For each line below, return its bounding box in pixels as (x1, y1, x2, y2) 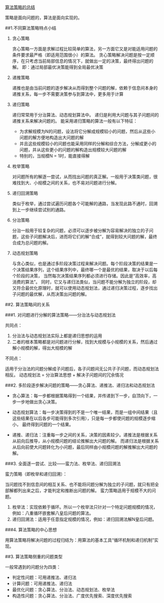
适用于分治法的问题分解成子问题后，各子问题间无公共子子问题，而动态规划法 (5, 366, 159, 371)
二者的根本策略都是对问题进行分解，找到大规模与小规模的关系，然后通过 (12, 339, 158, 345)
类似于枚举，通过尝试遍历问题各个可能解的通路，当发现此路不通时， (12, 201, 149, 207)
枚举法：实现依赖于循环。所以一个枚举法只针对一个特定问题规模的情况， (12, 504, 158, 510)
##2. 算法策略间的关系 (5, 301, 50, 307)
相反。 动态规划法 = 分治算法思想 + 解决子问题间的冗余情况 (5, 372, 124, 378)
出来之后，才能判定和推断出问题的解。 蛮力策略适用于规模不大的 (21, 487, 152, 493)
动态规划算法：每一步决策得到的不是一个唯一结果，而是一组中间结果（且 (12, 409, 158, 415)
